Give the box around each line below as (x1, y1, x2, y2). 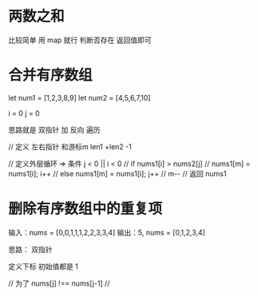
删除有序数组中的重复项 (8, 200, 163, 218)
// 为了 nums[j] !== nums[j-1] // (8, 278, 110, 288)
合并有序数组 (8, 66, 93, 85)
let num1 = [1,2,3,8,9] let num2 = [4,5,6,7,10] (8, 93, 151, 102)
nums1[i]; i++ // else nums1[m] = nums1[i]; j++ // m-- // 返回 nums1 (8, 168, 227, 178)
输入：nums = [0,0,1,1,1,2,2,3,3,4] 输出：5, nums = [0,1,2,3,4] (8, 227, 205, 237)
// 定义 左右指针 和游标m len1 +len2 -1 (8, 141, 132, 152)
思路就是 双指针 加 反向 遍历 (8, 124, 101, 134)
